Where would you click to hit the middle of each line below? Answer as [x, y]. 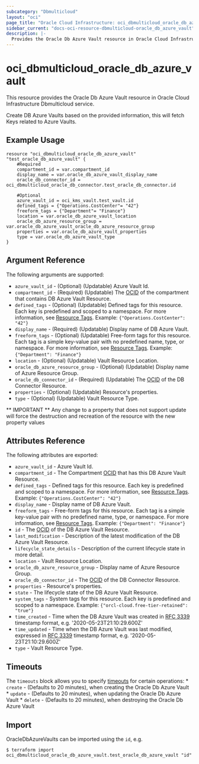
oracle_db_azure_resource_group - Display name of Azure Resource [97, 567]
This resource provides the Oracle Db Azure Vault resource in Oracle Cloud [98, 97]
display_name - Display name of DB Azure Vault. [73, 504]
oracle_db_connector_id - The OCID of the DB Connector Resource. [97, 580]
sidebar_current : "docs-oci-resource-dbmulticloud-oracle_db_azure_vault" [100, 28]
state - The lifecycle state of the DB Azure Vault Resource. [86, 593]
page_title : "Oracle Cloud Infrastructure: [61, 23]
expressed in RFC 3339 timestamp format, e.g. [72, 635]
